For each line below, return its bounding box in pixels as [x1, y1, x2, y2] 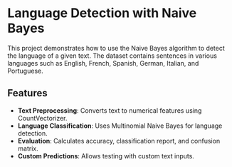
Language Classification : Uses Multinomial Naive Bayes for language [17, 121, 223, 130]
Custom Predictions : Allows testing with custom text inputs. [17, 151, 194, 160]
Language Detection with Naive [7, 5, 197, 21]
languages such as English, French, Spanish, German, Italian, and [7, 59, 199, 67]
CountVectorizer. [17, 113, 68, 122]
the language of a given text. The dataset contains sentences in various [7, 51, 217, 60]
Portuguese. [7, 66, 44, 75]
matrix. [17, 144, 38, 153]
